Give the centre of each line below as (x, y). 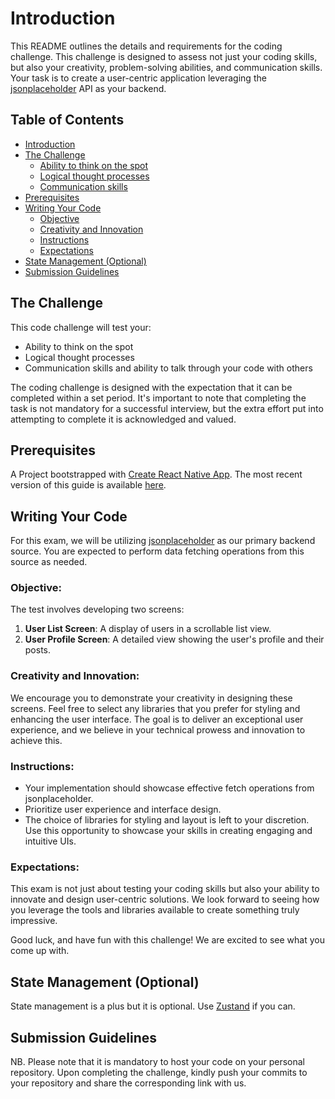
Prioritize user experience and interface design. (123, 809)
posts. (38, 650)
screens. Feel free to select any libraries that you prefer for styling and (155, 708)
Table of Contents (67, 120)
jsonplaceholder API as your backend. (88, 88)
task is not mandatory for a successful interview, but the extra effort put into (167, 408)
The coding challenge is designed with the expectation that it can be (151, 387)
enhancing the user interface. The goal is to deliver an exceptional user (157, 719)
